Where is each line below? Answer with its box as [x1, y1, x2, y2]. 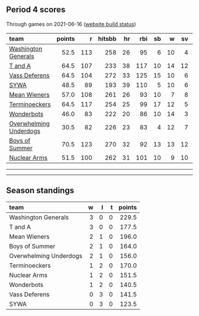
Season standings [6, 186, 75, 196]
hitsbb [98, 34, 117, 43]
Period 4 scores [6, 5, 66, 15]
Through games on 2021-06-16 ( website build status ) [6, 20, 136, 27]
